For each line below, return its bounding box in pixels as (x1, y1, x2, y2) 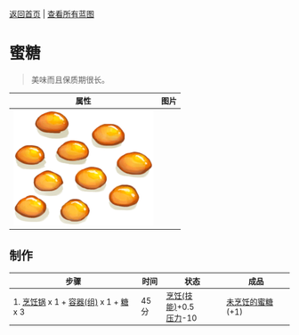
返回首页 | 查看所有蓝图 (9, 9, 95, 19)
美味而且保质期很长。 (30, 74, 109, 85)
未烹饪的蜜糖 (226, 297, 274, 307)
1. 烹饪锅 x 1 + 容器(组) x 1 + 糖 (12, 297, 129, 307)
